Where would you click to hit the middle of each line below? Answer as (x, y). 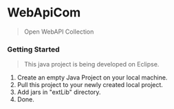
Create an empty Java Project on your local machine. (92, 77)
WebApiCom (44, 13)
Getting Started (33, 49)
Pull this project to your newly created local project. (90, 85)
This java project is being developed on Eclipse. (91, 64)
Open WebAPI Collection (59, 32)
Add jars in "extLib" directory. (59, 92)
